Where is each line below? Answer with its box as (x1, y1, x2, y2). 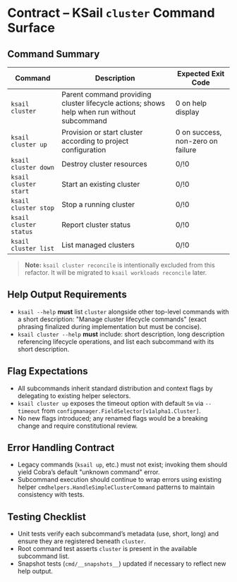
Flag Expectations (7, 365, 88, 378)
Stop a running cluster (61, 199, 135, 209)
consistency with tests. (17, 490, 85, 499)
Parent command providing (61, 89, 152, 99)
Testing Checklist (7, 511, 86, 523)
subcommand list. (17, 552, 70, 561)
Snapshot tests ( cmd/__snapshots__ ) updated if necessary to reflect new (17, 559, 226, 568)
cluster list (11, 244, 55, 252)
